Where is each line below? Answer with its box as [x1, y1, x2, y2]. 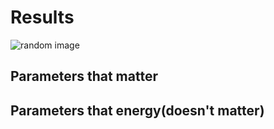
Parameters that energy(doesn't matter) [10, 102, 265, 119]
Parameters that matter [10, 68, 158, 85]
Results [10, 6, 75, 29]
